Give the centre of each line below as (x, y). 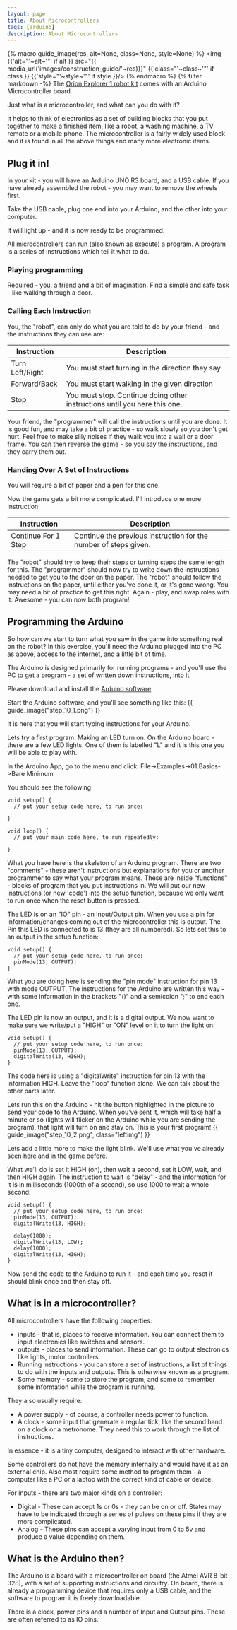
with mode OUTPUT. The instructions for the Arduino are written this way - (116, 989)
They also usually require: (45, 1400)
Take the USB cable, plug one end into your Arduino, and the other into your (117, 209)
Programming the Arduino (66, 622)
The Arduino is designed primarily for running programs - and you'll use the (117, 667)
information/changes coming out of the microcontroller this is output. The (114, 921)
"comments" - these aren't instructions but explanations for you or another (116, 870)
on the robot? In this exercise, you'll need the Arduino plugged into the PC (115, 646)
